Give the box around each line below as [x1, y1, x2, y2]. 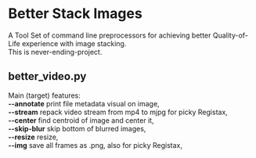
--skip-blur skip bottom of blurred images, [8, 124, 146, 133]
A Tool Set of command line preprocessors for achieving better [8, 31, 211, 40]
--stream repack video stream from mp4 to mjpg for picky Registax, [8, 107, 229, 117]
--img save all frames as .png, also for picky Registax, [8, 140, 182, 149]
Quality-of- [212, 31, 249, 40]
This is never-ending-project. [8, 47, 103, 56]
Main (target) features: [8, 91, 81, 100]
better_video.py [8, 70, 87, 83]
